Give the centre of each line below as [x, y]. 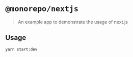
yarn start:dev [21, 49]
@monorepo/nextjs [42, 9]
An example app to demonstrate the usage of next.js [73, 22]
